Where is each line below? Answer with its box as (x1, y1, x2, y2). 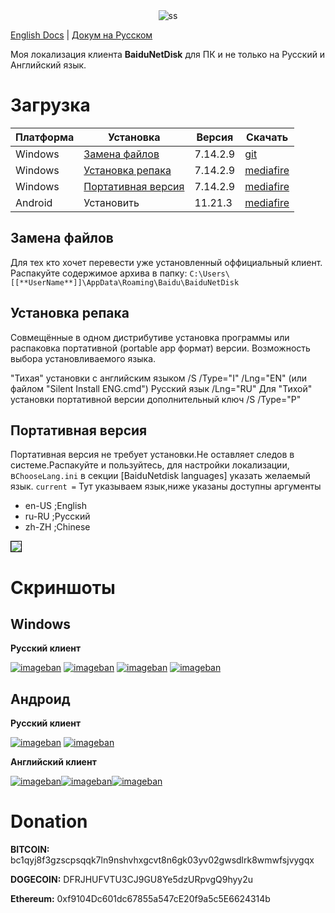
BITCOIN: (10, 844, 50, 856)
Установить (83, 195, 140, 209)
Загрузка (10, 94, 91, 117)
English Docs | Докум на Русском (10, 29, 153, 41)
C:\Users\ (189, 269, 230, 279)
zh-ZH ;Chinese (24, 521, 91, 533)
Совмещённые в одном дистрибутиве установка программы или (10, 331, 290, 343)
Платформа (15, 130, 75, 144)
